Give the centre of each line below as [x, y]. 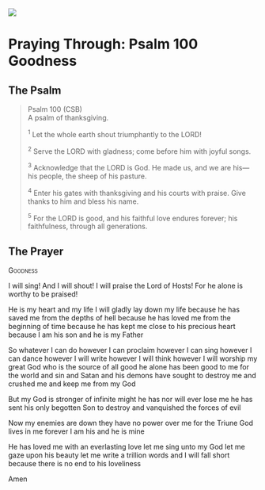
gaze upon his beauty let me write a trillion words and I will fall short [119, 455]
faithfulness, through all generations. [87, 226]
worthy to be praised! [43, 294]
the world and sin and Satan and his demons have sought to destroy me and [132, 376]
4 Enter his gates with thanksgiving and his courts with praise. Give [137, 192]
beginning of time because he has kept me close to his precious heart [122, 327]
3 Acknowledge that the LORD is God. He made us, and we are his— [138, 167]
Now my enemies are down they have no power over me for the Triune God [131, 423]
